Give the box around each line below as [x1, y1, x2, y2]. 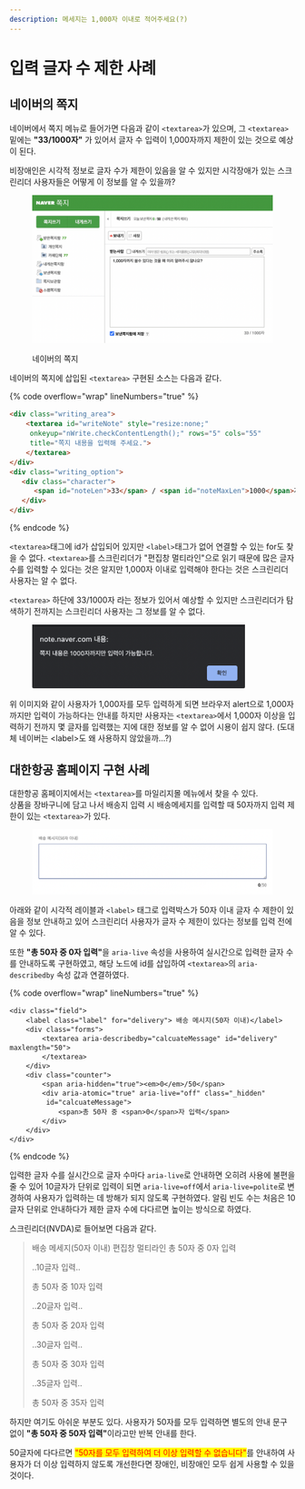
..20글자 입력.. [31, 1301, 84, 1312]
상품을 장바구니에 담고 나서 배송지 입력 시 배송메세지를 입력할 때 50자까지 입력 [9, 799, 286, 810]
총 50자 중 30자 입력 [31, 1359, 105, 1370]
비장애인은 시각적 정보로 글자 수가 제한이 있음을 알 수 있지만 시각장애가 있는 [9, 165, 276, 176]
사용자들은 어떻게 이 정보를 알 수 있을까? [33, 176, 176, 187]
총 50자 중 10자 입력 [31, 1281, 103, 1292]
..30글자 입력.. [31, 1339, 84, 1351]
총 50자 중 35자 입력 [31, 1397, 104, 1408]
